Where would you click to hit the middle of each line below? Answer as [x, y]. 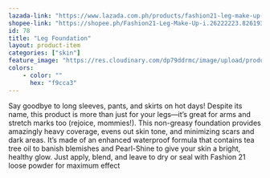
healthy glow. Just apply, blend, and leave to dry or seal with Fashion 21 [127, 156]
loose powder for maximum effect [64, 165]
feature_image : [34, 61]
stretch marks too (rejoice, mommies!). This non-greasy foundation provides [135, 123]
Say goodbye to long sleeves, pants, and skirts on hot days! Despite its [125, 106]
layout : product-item [45, 46]
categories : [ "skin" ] [45, 53]
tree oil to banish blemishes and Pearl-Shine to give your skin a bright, [125, 148]
